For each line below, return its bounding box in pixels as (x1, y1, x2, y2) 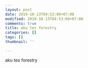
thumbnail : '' (5, 39, 35, 44)
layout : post (5, 7, 32, 12)
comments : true (5, 21, 37, 26)
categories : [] (5, 30, 37, 35)
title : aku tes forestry (5, 26, 57, 31)
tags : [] (5, 35, 23, 40)
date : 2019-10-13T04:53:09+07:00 (5, 12, 75, 17)
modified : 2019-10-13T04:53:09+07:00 (5, 16, 84, 21)
